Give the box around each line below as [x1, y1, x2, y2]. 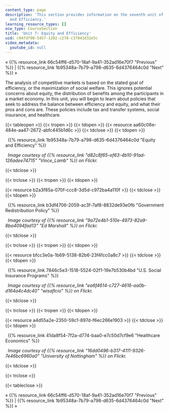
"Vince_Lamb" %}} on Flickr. [38, 157, 98, 163]
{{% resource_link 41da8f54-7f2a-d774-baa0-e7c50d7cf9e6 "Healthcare [7, 332, 160, 338]
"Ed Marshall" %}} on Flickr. [39, 222, 98, 228]
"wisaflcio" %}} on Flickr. [40, 287, 93, 294]
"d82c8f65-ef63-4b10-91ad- [85, 152, 146, 158]
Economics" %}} [5, 338, 40, 344]
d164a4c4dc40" [5, 287, 39, 294]
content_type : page [5, 7, 46, 13]
